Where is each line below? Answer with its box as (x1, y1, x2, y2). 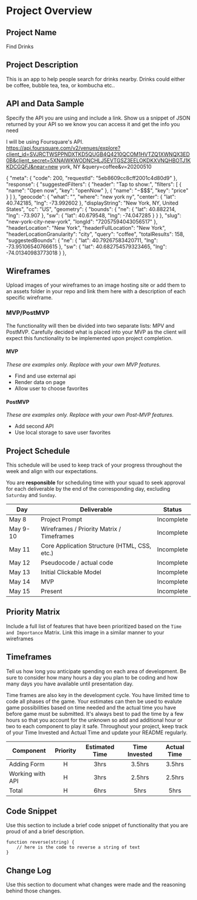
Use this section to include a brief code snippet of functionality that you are (6, 822, 189, 829)
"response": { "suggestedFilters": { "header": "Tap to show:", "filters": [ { (6, 181, 182, 188)
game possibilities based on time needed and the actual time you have (6, 704, 176, 711)
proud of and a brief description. (6, 828, 85, 835)
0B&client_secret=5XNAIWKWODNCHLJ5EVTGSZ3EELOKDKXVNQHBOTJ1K (6, 157, 191, 164)
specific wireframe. (6, 294, 53, 301)
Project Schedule (6, 446, 70, 456)
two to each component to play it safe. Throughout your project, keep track (6, 722, 188, 729)
